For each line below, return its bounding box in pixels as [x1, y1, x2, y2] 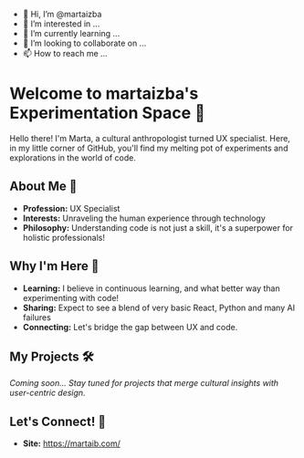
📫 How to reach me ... [22, 48, 108, 58]
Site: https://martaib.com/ [22, 438, 121, 449]
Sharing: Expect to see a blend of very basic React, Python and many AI [22, 302, 295, 313]
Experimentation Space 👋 [9, 103, 205, 123]
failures [22, 311, 52, 323]
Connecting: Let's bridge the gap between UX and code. [22, 321, 238, 332]
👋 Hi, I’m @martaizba [22, 9, 102, 19]
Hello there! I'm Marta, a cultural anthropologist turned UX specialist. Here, [9, 132, 290, 143]
